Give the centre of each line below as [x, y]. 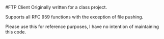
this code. [16, 32]
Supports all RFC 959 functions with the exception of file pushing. [74, 17]
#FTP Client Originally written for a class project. [56, 7]
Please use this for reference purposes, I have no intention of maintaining [82, 26]
